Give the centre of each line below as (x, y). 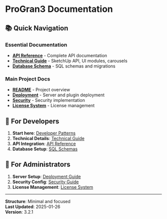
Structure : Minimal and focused (38, 201)
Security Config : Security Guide (45, 182)
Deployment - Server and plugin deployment (58, 95)
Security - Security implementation (49, 100)
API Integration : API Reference (44, 144)
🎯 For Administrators (38, 165)
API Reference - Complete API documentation (60, 55)
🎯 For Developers (32, 121)
